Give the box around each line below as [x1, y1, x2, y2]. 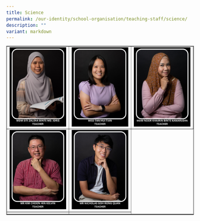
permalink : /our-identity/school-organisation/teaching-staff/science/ [6, 15, 187, 22]
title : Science [6, 10, 44, 15]
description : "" [6, 22, 46, 28]
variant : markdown [6, 29, 52, 35]
